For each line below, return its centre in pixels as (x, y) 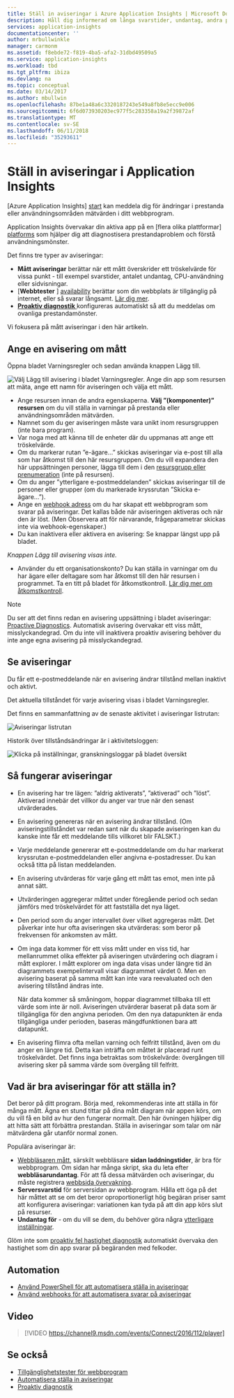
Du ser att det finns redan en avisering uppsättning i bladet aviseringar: (109, 618)
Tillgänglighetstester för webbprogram (72, 1371)
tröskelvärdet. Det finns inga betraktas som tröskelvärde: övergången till (121, 1057)
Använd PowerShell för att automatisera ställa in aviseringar (103, 1287)
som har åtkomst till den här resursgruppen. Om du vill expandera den (118, 460)
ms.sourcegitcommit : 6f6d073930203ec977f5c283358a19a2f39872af (101, 111)
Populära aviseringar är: (41, 1146)
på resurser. (34, 1212)
